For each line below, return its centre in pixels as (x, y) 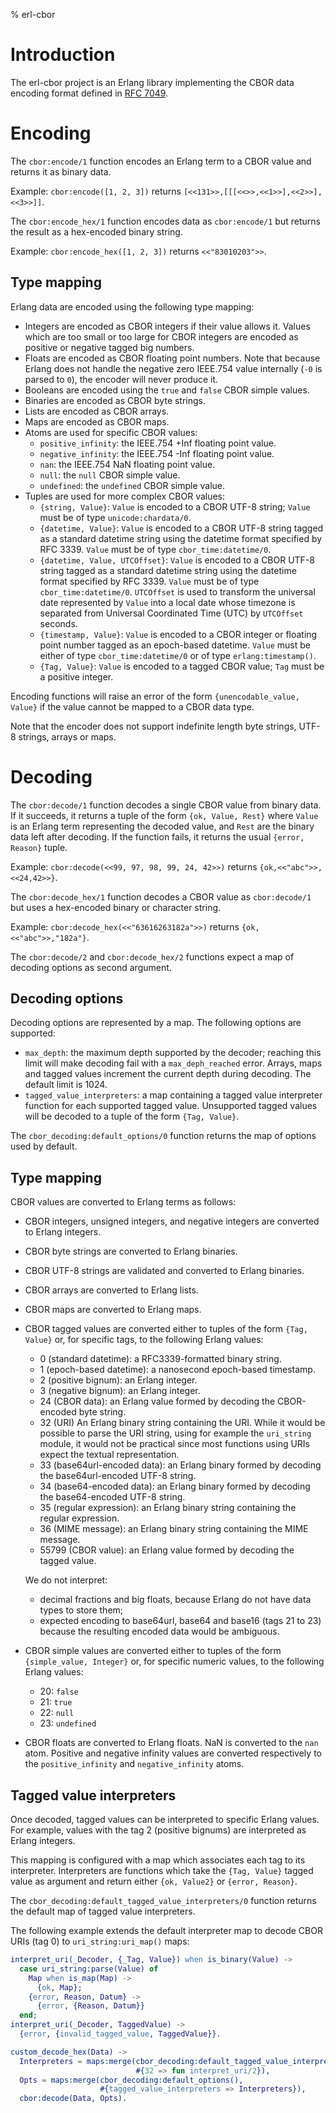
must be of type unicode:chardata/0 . (115, 517)
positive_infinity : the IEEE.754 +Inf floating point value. (158, 443)
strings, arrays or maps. (67, 736)
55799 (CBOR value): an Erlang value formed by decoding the (167, 1550)
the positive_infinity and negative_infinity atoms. (134, 1764)
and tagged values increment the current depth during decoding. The (168, 1074)
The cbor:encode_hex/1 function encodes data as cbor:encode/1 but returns (165, 221)
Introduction (63, 55)
